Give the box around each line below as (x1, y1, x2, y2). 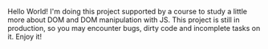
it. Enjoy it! (7, 32, 42, 41)
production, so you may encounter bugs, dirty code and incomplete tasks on (7, 24, 261, 32)
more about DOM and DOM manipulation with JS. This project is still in (7, 15, 240, 24)
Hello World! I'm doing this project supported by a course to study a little (7, 7, 248, 16)
